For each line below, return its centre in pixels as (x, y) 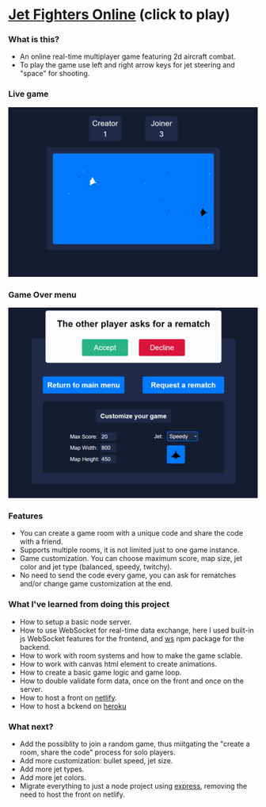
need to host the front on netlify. (72, 794)
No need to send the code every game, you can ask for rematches (127, 575)
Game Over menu (42, 294)
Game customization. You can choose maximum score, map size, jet (131, 559)
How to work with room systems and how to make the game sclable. (131, 655)
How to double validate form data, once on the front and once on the (131, 681)
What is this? (34, 40)
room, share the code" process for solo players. (97, 752)
